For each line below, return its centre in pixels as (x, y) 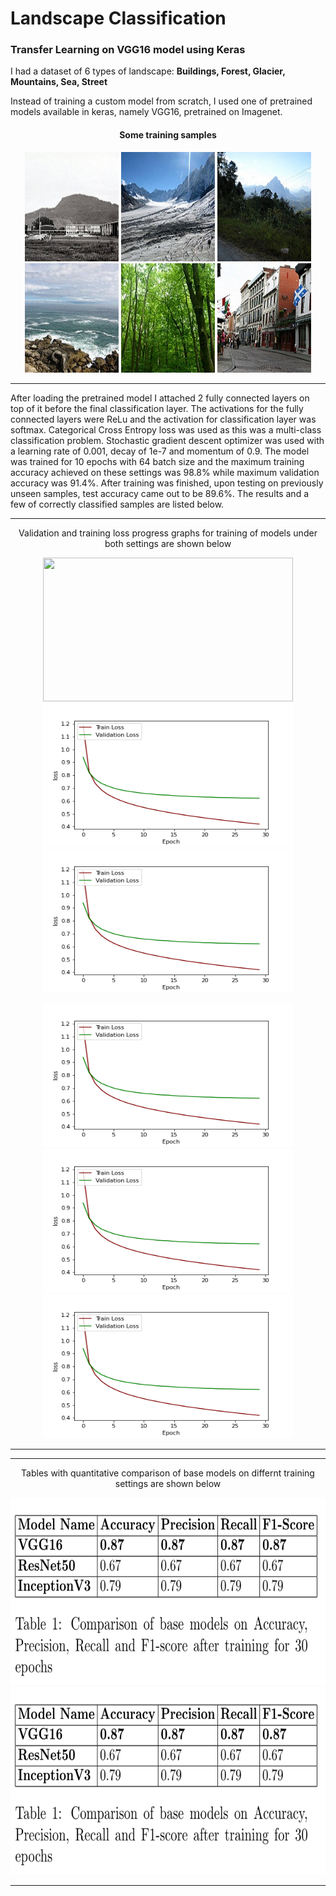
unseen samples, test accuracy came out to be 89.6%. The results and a (159, 493)
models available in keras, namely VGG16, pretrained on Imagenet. (146, 112)
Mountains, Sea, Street (59, 82)
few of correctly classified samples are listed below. (117, 504)
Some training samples (168, 135)
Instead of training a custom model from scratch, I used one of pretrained (161, 101)
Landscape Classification (118, 18)
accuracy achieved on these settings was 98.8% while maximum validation (165, 472)
